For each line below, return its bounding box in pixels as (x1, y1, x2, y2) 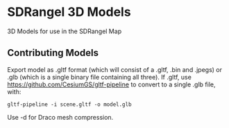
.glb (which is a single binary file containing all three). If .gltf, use (7, 73, 192, 81)
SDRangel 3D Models (7, 4, 131, 20)
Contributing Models (7, 47, 99, 59)
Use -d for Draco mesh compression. (7, 113, 114, 121)
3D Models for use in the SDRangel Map (7, 27, 122, 35)
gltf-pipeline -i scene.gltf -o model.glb (7, 101, 132, 108)
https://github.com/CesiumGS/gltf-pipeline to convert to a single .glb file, (7, 80, 217, 89)
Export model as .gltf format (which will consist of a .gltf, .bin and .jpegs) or (7, 65, 222, 73)
